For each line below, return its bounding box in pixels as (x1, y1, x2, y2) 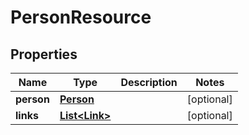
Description (120, 76, 178, 89)
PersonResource (10, 6, 152, 29)
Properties (10, 46, 78, 63)
